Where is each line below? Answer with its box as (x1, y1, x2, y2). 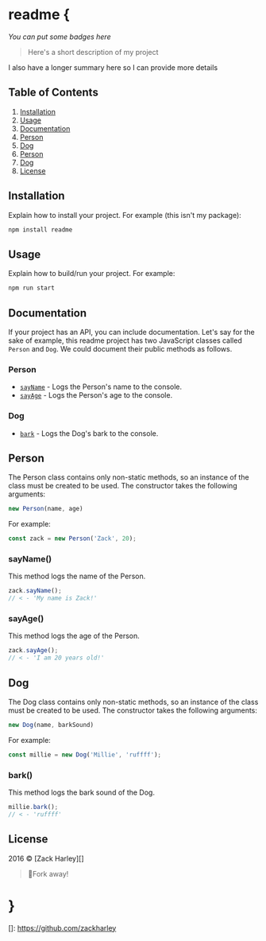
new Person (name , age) (8, 505, 83, 513)
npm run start (8, 284, 56, 292)
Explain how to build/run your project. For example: (8, 269, 175, 278)
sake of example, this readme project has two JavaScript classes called (8, 336, 242, 345)
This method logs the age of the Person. (8, 631, 141, 641)
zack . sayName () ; (8, 587, 62, 595)
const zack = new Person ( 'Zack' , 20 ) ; (8, 535, 137, 542)
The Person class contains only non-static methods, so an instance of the (8, 472, 249, 482)
